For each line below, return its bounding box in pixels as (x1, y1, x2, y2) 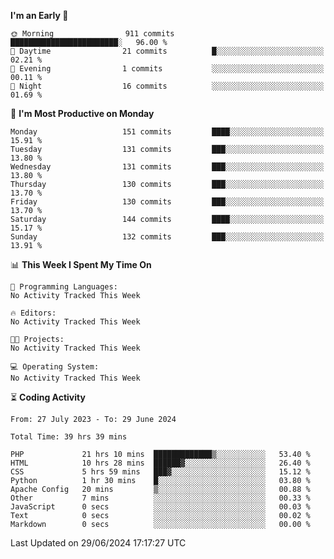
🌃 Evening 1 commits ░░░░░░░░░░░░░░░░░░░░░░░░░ (10, 64, 325, 74)
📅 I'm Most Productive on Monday (10, 108, 155, 119)
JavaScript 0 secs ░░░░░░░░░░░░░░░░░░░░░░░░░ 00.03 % (10, 502, 311, 512)
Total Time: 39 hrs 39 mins (10, 432, 128, 442)
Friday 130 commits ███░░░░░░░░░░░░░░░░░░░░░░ (10, 197, 325, 207)
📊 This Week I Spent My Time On (10, 259, 152, 270)
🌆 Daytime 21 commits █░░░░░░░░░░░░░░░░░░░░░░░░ (10, 46, 325, 56)
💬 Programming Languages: (10, 282, 118, 292)
